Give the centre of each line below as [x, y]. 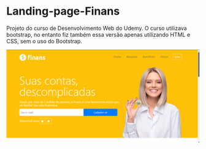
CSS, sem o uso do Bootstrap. [44, 41]
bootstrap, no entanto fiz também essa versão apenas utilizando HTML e [98, 34]
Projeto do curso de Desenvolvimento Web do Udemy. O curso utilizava [97, 28]
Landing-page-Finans [63, 11]
